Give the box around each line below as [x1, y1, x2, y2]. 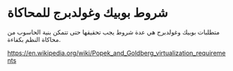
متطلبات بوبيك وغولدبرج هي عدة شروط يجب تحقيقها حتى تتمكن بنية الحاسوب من [7, 28, 220, 36]
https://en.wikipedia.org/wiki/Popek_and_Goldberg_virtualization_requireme [7, 49, 226, 57]
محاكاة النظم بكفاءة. [7, 35, 61, 43]
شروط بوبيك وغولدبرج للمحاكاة [7, 5, 168, 21]
